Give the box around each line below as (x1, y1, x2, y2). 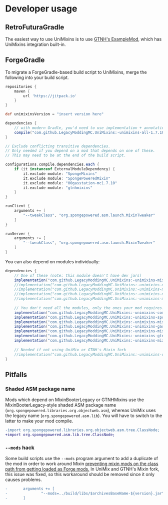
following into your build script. (5, 74, 69, 80)
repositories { (5, 84, 37, 89)
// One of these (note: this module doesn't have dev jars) (14, 273, 142, 278)
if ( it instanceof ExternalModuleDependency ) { (14, 167, 115, 172)
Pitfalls (5, 370, 27, 379)
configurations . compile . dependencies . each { (5, 162, 99, 167)
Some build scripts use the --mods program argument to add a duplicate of (5, 456, 158, 462)
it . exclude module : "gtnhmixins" (23, 185, 93, 190)
